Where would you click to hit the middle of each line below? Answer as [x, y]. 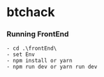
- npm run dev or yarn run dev [52, 67]
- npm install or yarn [39, 61]
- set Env [21, 55]
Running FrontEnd [38, 34]
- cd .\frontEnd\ [32, 49]
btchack [31, 12]
